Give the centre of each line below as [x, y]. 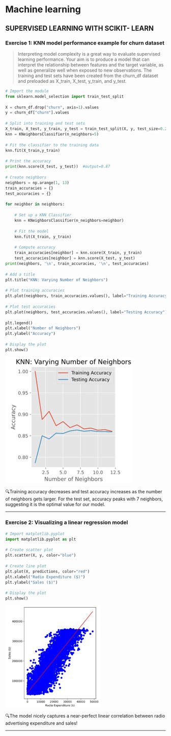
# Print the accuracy [28, 161]
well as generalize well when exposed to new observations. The [84, 70]
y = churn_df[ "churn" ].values [37, 113]
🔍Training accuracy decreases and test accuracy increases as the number [84, 492]
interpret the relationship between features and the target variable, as [91, 64]
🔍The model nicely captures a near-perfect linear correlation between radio [85, 716]
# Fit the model [32, 231]
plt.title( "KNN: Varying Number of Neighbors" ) [57, 280]
